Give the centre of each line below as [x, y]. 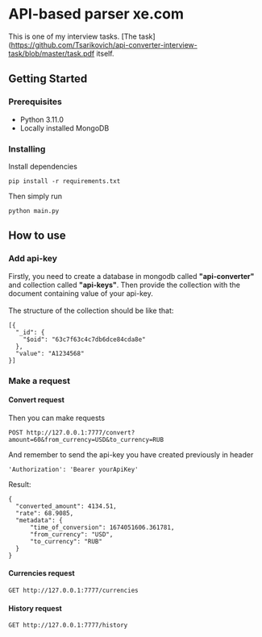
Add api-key [33, 259]
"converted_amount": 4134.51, [66, 506]
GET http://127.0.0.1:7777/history [68, 626]
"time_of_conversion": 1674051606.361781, [102, 527]
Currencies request [42, 573]
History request [35, 608]
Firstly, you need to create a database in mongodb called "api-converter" [131, 276]
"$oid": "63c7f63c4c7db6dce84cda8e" [85, 339]
